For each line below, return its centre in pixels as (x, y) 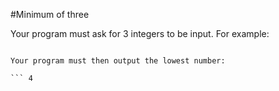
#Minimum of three (50, 14)
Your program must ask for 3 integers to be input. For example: (140, 33)
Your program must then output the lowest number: (118, 61)
